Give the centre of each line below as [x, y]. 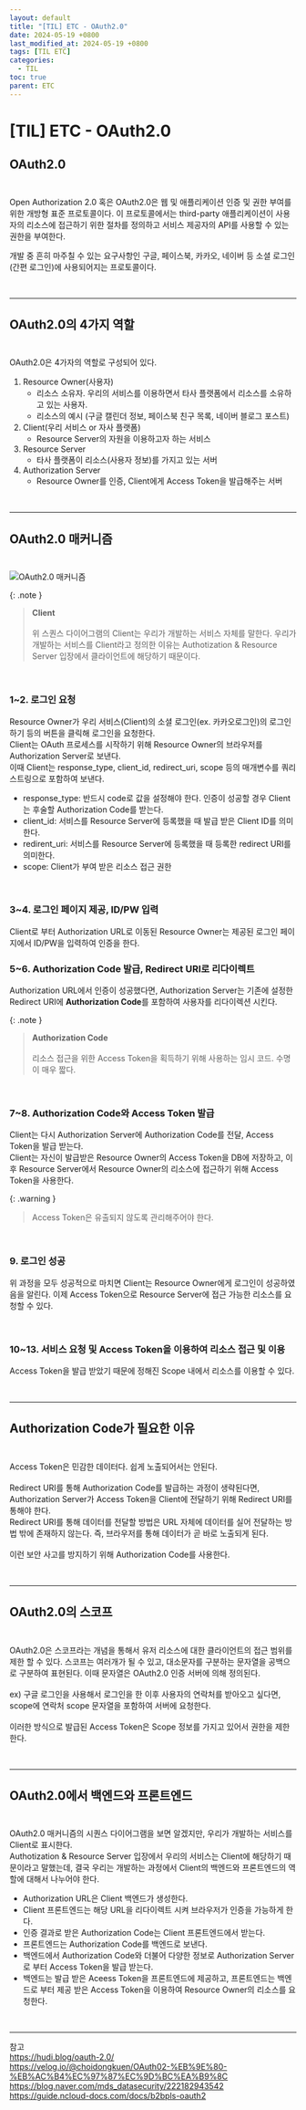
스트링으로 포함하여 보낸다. [57, 778]
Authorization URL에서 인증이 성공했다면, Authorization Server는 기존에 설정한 [151, 990]
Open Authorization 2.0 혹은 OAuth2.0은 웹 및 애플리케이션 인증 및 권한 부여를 [151, 202]
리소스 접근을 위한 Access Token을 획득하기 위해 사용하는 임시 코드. [153, 1059]
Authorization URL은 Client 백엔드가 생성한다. [105, 1898]
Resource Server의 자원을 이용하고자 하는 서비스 [123, 439]
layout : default [40, 18]
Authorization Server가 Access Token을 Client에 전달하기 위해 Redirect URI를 [151, 1499]
